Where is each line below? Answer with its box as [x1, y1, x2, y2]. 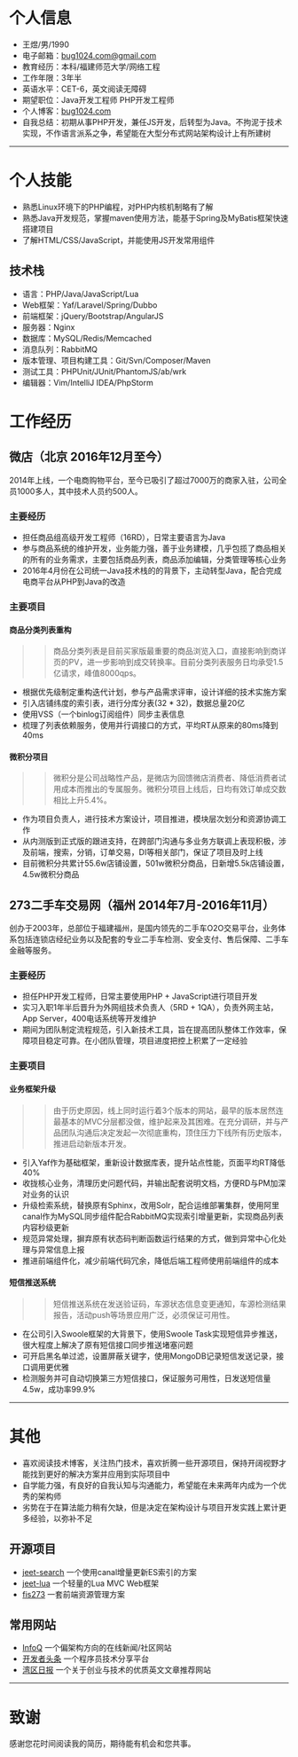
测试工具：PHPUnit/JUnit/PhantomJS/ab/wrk [21, 365, 187, 377]
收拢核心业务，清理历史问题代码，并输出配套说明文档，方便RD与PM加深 [21, 1177, 286, 1188]
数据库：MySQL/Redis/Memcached [21, 333, 153, 343]
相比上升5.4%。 [52, 795, 113, 805]
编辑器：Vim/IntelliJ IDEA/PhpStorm [21, 377, 153, 388]
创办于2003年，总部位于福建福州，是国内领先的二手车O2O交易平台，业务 [9, 923, 278, 934]
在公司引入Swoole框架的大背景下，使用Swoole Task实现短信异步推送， [21, 1328, 282, 1339]
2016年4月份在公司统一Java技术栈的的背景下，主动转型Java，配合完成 [21, 565, 282, 576]
